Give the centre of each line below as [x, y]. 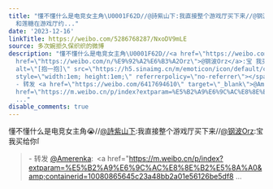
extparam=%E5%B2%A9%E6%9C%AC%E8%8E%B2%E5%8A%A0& [145, 168]
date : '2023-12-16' [41, 31]
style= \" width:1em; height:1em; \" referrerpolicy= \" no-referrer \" [130, 77]
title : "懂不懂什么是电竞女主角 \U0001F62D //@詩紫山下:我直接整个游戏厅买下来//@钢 [136, 16]
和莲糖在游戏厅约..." [48, 24]
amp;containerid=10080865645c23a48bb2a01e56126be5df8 [131, 177]
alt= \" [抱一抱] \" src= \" [56, 69]
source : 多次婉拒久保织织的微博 [56, 46]
